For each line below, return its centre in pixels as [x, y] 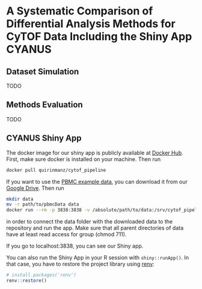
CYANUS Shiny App [44, 138]
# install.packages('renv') [41, 275]
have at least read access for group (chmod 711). [66, 234]
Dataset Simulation [43, 71]
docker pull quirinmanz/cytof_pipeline [56, 170]
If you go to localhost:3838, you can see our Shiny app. [75, 246]
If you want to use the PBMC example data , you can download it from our [97, 181]
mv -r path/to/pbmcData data [43, 205]
